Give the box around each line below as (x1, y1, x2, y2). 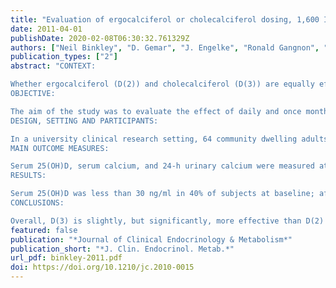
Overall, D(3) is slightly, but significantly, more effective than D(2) (10, 216, 325, 226)
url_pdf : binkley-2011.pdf (10, 253, 123, 263)
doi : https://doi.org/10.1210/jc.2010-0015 (10, 262, 195, 273)
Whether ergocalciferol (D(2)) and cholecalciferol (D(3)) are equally (10, 79, 315, 90)
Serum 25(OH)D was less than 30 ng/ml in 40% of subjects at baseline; (10, 189, 315, 199)
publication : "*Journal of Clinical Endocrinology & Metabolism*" (10, 234, 293, 245)
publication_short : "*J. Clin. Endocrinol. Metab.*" (10, 244, 235, 254)
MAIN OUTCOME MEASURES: (10, 143, 110, 153)
